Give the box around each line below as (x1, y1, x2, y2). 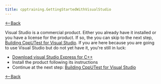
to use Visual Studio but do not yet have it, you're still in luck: (5, 45, 127, 50)
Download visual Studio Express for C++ (12, 54, 93, 60)
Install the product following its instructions (12, 59, 98, 65)
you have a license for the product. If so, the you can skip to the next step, (5, 35, 153, 40)
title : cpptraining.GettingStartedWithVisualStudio (5, 7, 111, 12)
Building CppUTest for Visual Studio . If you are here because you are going (5, 39, 155, 46)
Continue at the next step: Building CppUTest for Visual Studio (12, 64, 136, 70)
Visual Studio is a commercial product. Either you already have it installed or (5, 29, 157, 35)
